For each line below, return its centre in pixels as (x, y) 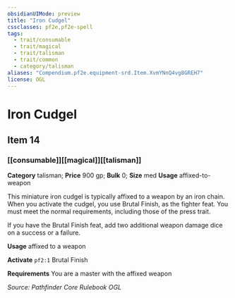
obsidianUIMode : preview (44, 14)
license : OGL (26, 79)
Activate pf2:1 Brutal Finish (48, 260)
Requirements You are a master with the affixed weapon (90, 274)
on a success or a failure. (44, 232)
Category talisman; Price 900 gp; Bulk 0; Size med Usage (92, 175)
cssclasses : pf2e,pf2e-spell (50, 27)
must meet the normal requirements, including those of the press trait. (109, 211)
